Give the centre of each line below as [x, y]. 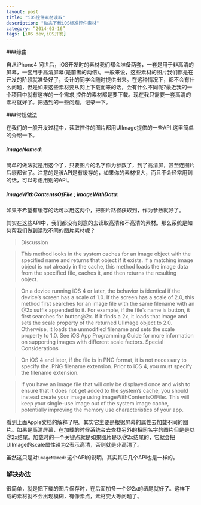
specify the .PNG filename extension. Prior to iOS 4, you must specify [106, 366]
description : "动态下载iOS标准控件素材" [53, 23]
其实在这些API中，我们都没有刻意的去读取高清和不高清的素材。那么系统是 [97, 223]
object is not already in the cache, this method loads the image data [104, 267]
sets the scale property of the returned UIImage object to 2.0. [97, 323]
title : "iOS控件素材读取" [36, 17]
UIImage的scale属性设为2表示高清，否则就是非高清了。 [74, 445]
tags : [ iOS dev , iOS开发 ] [36, 34]
